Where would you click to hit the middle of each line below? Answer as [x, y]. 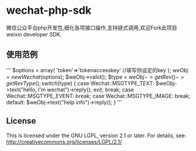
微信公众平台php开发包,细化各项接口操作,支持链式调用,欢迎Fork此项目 [92, 27]
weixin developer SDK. [34, 34]
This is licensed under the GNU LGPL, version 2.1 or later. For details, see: [96, 135]
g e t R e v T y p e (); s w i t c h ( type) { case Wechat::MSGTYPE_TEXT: [80, 83]
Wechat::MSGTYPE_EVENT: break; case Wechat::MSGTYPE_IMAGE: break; [98, 95]
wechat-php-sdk [49, 10]
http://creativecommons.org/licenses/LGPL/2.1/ [64, 141]
